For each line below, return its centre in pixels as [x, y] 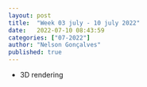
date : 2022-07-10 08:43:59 [56, 30]
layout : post [30, 15]
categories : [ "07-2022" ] [49, 38]
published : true [35, 52]
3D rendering [41, 75]
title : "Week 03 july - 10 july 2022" [74, 23]
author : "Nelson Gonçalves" [55, 45]
